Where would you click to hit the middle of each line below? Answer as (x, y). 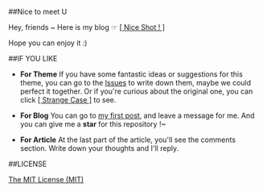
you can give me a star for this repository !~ (93, 124)
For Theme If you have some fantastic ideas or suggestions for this (131, 74)
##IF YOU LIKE (33, 58)
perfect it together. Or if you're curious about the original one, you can (136, 91)
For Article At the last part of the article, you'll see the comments (127, 140)
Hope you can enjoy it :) (48, 43)
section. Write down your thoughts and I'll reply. (99, 148)
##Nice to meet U (38, 12)
